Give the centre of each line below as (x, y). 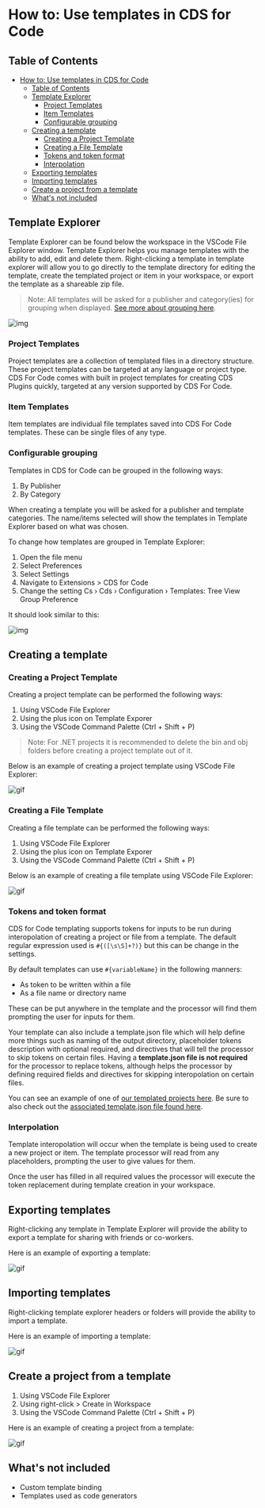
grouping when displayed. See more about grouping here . (121, 308)
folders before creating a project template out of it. (110, 750)
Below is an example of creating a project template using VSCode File (122, 766)
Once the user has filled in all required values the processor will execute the (132, 1176)
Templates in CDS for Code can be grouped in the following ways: (115, 470)
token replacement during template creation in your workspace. (112, 1185)
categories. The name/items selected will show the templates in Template (128, 518)
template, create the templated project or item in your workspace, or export (131, 275)
